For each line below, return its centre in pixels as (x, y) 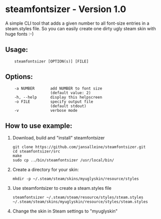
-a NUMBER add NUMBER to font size (58, 88)
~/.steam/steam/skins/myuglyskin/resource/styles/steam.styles (80, 202)
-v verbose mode (46, 110)
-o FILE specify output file (54, 102)
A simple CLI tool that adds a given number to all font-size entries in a (77, 23)
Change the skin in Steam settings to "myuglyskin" (65, 211)
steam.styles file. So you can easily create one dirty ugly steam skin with (80, 28)
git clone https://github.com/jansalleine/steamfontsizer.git (79, 147)
